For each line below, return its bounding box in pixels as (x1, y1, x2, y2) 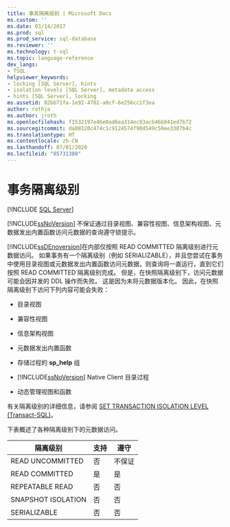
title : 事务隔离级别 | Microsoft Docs (7, 10, 112, 17)
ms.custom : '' (7, 16, 48, 23)
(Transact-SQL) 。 (7, 410, 57, 419)
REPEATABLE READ (10, 482, 73, 491)
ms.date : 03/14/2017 (7, 23, 67, 30)
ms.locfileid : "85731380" (7, 150, 81, 158)
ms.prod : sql (7, 29, 45, 36)
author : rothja (7, 106, 51, 113)
